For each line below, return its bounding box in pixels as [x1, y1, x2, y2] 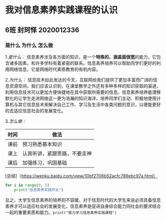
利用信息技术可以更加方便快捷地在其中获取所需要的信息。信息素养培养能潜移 [5, 89, 161, 95]
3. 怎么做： [5, 118, 27, 124]
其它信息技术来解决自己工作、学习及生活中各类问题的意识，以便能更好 [18, 101, 161, 107]
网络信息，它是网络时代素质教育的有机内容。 [9, 66, 100, 72]
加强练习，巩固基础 [22, 159, 68, 166]
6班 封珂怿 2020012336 [5, 26, 80, 34]
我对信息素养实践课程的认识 [5, 4, 118, 16]
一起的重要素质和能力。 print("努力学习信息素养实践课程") [5, 209, 117, 215]
